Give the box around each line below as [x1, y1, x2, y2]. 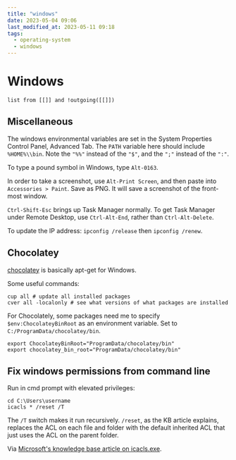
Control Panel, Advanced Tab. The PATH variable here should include [7, 142, 206, 150]
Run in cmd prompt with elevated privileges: [7, 384, 135, 392]
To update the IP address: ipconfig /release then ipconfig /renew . [7, 226, 203, 235]
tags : [7, 30, 23, 37]
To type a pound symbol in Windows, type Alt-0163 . [7, 163, 159, 171]
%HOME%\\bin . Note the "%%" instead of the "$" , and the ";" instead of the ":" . [7, 149, 230, 158]
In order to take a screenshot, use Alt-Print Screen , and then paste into [7, 177, 217, 185]
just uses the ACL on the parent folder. [7, 431, 119, 440]
